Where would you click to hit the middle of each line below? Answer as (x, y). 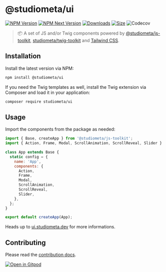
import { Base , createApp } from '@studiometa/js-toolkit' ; (69, 139)
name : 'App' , (28, 162)
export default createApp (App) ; (39, 217)
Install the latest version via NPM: (39, 68)
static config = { (29, 157)
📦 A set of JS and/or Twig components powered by (71, 33)
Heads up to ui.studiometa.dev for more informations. (60, 227)
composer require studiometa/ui (39, 101)
